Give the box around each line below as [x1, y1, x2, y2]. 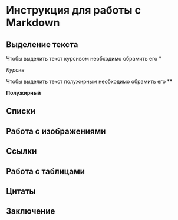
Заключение [6, 206, 55, 216]
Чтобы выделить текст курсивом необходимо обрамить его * [6, 55, 162, 62]
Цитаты [6, 186, 36, 196]
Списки [6, 106, 36, 116]
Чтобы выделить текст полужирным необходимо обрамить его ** [6, 78, 173, 85]
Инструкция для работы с [6, 4, 141, 17]
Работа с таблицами [6, 166, 85, 176]
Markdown [6, 16, 60, 29]
